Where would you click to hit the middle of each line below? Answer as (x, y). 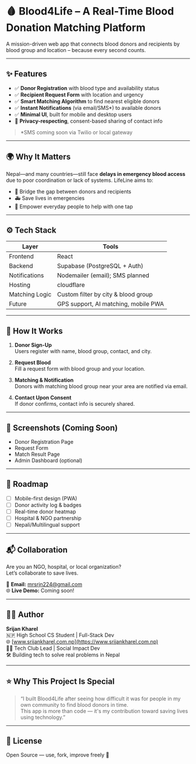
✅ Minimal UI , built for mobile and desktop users (73, 114)
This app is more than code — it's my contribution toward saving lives (104, 711)
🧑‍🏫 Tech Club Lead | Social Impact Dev (53, 648)
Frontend (21, 257)
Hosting (20, 285)
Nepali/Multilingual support (47, 525)
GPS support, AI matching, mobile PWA (111, 304)
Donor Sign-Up (33, 345)
